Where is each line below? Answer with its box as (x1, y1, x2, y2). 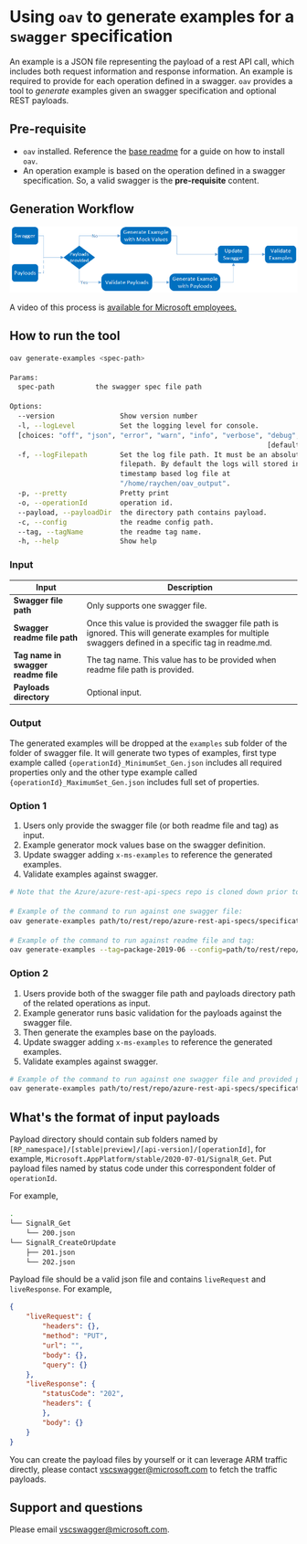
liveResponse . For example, (9, 1283, 112, 1294)
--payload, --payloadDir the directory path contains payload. (17, 507, 268, 517)
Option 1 (9, 799, 48, 812)
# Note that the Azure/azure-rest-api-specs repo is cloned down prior (9, 888, 288, 897)
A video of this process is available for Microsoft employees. (9, 302, 238, 313)
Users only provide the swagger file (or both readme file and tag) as (22, 820, 279, 831)
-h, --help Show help (17, 537, 157, 546)
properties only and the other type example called (9, 766, 198, 778)
